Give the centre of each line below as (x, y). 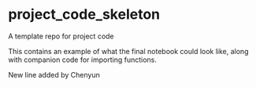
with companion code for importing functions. (83, 60)
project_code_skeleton (84, 14)
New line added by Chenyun (54, 74)
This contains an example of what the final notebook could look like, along (128, 51)
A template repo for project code (61, 36)
